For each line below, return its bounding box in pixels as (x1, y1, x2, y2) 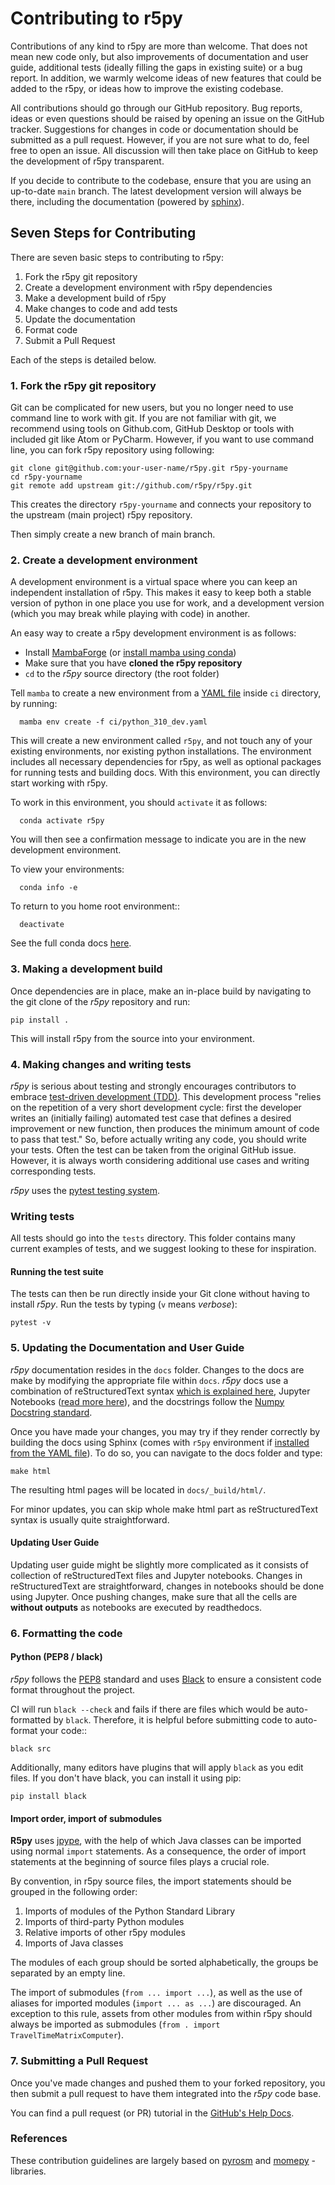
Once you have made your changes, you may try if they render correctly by (10, 1425, 321, 1437)
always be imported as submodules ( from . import (10, 2018, 221, 2031)
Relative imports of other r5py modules (24, 1927, 186, 1939)
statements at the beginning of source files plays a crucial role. (10, 1856, 270, 1868)
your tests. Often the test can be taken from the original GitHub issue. (10, 1143, 297, 1156)
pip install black (10, 1792, 87, 1802)
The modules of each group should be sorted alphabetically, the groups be (10, 1957, 319, 1969)
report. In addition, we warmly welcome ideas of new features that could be (10, 72, 322, 84)
